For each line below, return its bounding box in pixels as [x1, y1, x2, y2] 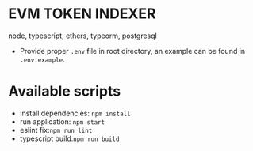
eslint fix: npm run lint [19, 125, 93, 134]
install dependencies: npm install [19, 108, 131, 118]
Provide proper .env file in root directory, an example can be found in [19, 46, 246, 55]
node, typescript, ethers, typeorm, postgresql [8, 31, 157, 40]
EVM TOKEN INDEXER [8, 5, 156, 23]
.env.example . [19, 55, 65, 64]
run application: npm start [19, 116, 105, 126]
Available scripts [8, 82, 121, 100]
